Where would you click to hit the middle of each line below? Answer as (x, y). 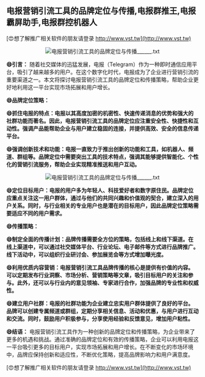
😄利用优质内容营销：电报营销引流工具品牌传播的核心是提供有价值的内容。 (100, 267)
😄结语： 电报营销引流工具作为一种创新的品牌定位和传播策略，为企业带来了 (101, 331)
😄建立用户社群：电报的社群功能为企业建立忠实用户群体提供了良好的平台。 (100, 303)
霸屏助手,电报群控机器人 (52, 22)
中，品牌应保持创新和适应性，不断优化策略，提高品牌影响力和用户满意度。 (100, 354)
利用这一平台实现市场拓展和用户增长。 (65, 87)
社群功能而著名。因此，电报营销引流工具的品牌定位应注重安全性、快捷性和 (100, 120)
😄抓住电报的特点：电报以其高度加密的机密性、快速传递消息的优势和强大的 (100, 113)
